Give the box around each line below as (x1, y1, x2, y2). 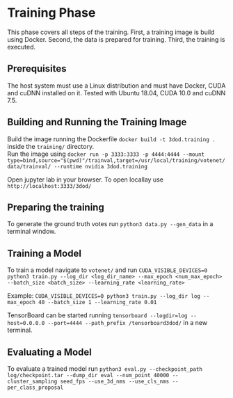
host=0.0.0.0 (7, 320, 45, 327)
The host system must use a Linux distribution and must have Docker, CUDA (7, 81, 226, 90)
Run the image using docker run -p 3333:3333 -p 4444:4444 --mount (7, 150, 205, 158)
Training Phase (7, 5, 96, 21)
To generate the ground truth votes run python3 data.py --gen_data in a (7, 220, 214, 228)
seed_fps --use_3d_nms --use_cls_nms (60, 378, 170, 385)
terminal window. (7, 228, 56, 236)
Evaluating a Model (7, 346, 93, 358)
